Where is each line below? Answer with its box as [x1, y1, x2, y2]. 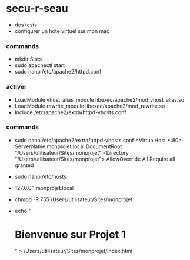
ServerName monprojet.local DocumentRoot [14, 143, 122, 150]
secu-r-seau [6, 2, 69, 15]
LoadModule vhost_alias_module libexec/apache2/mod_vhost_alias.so [14, 96, 185, 103]
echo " [14, 207, 31, 214]
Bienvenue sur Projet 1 [14, 228, 126, 241]
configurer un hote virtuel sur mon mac [14, 27, 110, 34]
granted [14, 161, 34, 169]
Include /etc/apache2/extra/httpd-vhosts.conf [14, 108, 126, 116]
